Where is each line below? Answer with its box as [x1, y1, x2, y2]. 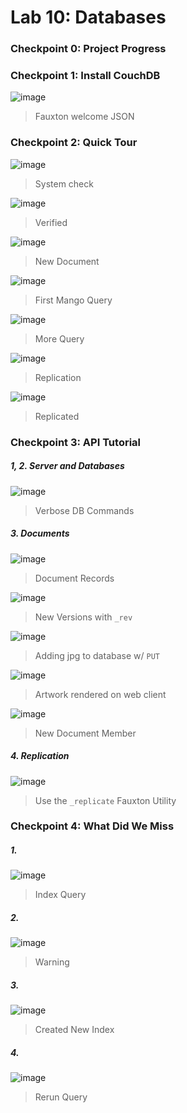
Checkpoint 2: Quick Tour [10, 136, 138, 150]
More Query [34, 332, 85, 345]
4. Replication [10, 750, 70, 762]
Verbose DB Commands [34, 504, 135, 516]
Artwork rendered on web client [34, 688, 167, 700]
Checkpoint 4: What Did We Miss [10, 819, 175, 833]
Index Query [34, 889, 87, 901]
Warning [34, 956, 70, 968]
